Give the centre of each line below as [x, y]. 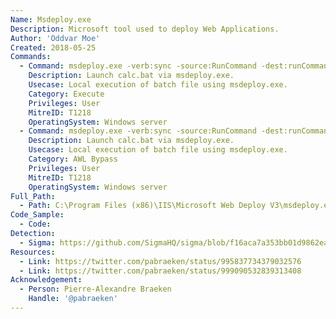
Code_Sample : [37, 215]
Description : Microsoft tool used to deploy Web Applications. [145, 29]
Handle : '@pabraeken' [73, 299]
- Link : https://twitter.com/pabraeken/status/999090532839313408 [160, 271]
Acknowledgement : [46, 280]
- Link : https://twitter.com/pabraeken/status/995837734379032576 [160, 261]
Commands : [31, 57]
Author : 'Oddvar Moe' [55, 38]
